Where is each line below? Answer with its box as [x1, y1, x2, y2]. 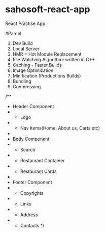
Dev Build [12, 40, 33, 46]
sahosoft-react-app [5, 4, 90, 15]
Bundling [12, 78, 31, 84]
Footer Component [12, 179, 52, 185]
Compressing [12, 83, 41, 90]
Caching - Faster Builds [12, 62, 62, 68]
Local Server [12, 45, 40, 51]
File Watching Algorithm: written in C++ [12, 56, 95, 62]
